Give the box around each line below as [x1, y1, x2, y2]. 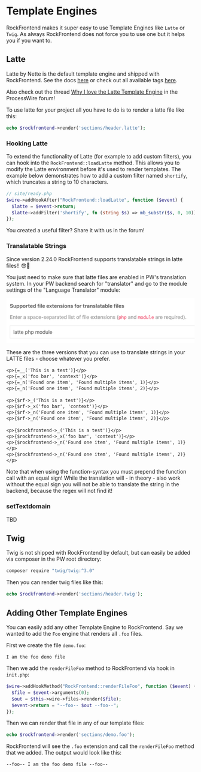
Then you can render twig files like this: [6, 579, 103, 586]
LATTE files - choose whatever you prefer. [6, 355, 111, 363]
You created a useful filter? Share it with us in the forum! [6, 227, 145, 234]
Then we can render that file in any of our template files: [6, 719, 145, 727]
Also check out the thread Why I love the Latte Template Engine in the [6, 88, 178, 95]
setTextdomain [6, 502, 51, 511]
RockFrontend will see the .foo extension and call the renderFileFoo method [6, 743, 194, 750]
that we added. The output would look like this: [6, 749, 121, 756]
